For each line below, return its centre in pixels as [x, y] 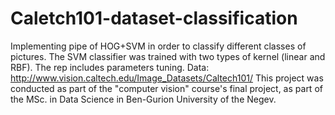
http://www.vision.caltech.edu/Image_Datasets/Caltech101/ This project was [167, 78]
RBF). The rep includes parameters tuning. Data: [110, 67]
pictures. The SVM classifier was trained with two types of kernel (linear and [168, 56]
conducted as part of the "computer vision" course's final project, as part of [166, 88]
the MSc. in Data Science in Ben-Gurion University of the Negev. [143, 99]
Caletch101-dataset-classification [154, 18]
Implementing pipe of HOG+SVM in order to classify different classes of [158, 46]
